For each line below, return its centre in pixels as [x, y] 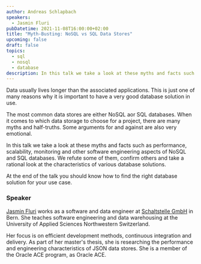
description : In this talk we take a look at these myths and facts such [100, 73]
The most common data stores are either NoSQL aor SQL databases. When [99, 115]
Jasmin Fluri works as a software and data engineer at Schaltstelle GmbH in [100, 211]
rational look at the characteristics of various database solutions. [86, 164]
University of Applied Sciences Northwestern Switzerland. [78, 224]
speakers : [19, 17]
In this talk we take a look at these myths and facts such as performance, [97, 145]
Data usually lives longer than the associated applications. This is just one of [100, 90]
